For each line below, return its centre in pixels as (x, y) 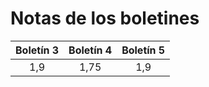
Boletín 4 (90, 50)
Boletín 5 (143, 50)
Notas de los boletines (105, 18)
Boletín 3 (37, 50)
